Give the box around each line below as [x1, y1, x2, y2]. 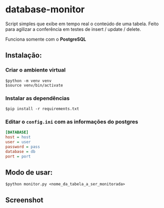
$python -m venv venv [5, 78, 52, 83]
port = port [5, 153, 31, 159]
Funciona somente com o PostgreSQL [5, 36, 86, 42]
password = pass [5, 144, 40, 149]
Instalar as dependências [5, 94, 70, 101]
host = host [5, 135, 31, 140]
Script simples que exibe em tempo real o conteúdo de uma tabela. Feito [5, 21, 159, 27]
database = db [5, 149, 36, 154]
